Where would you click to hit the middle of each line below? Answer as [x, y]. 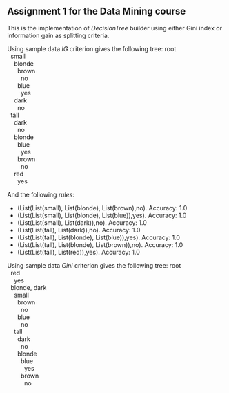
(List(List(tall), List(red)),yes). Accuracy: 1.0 [78, 252]
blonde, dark [28, 287]
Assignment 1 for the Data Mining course [97, 11]
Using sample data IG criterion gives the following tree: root [92, 48]
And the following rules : [41, 194]
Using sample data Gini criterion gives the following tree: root [94, 265]
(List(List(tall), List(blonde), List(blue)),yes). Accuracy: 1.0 [99, 237]
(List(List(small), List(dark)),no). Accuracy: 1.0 [82, 222]
